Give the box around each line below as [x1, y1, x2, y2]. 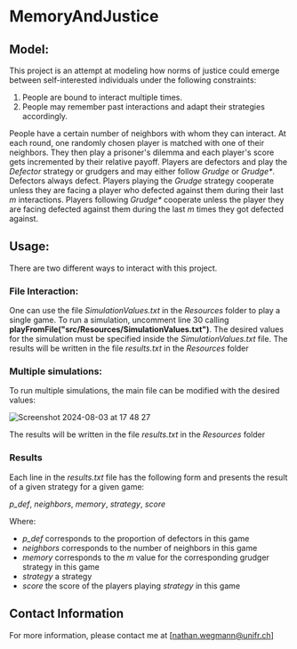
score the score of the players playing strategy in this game [21, 580, 241, 591]
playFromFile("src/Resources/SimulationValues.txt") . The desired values [9, 324, 285, 335]
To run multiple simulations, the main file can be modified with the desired [9, 385, 280, 396]
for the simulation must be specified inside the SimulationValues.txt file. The [9, 334, 288, 345]
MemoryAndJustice [9, 6, 159, 27]
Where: [9, 515, 36, 526]
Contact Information [9, 606, 124, 621]
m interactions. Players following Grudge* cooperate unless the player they [9, 194, 285, 205]
